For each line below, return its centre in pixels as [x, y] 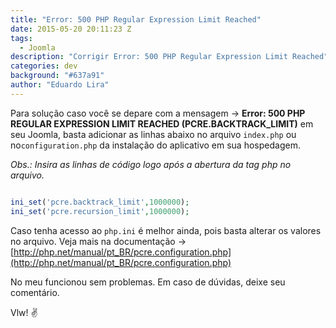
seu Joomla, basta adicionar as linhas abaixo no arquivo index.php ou [153, 134]
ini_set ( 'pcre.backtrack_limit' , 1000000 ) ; [100, 202]
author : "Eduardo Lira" [60, 85]
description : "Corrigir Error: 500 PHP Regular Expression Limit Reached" [169, 57]
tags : [21, 38]
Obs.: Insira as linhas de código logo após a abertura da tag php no [151, 164]
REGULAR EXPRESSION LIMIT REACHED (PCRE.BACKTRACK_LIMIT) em [162, 123]
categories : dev [44, 66]
